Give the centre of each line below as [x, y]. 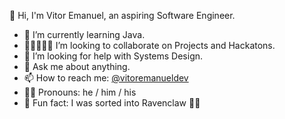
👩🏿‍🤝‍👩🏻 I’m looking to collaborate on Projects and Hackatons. [149, 45]
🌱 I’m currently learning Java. [84, 34]
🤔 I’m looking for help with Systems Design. [113, 56]
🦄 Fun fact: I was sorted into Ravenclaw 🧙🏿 [112, 103]
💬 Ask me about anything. [77, 66]
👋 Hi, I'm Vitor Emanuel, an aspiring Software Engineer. [122, 15]
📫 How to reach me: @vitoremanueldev [106, 78]
